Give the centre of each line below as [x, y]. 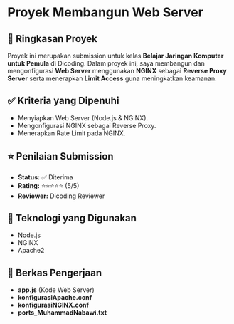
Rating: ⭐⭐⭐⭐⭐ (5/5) [48, 185]
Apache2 [31, 251]
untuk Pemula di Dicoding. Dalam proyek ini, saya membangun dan [106, 63]
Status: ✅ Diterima [45, 177]
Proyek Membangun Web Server [106, 12]
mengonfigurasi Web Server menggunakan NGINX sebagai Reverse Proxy [117, 71]
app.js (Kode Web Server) [56, 290]
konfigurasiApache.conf [55, 298]
